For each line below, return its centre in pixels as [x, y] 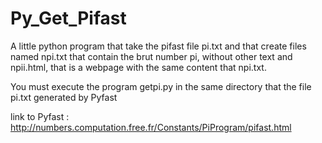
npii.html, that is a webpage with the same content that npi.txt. [138, 67]
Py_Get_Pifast [68, 18]
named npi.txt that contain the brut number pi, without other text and [151, 56]
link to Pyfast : [40, 116]
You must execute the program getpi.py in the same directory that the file [161, 86]
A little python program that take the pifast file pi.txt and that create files [158, 46]
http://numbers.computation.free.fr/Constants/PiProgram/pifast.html [151, 127]
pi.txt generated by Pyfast [64, 97]
